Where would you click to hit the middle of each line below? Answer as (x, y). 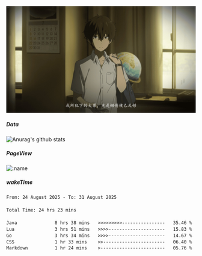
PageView (19, 153)
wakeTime (20, 182)
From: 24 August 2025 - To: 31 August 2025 (62, 198)
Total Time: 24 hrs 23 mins (41, 210)
